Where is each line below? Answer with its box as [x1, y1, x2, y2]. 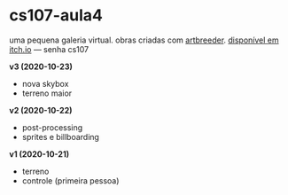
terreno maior [21, 88, 73, 98]
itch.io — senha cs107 [9, 43, 90, 54]
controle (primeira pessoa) [21, 175, 120, 186]
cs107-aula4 [9, 5, 104, 26]
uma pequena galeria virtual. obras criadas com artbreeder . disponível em [9, 35, 279, 45]
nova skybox [21, 78, 69, 89]
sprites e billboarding [21, 131, 100, 142]
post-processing [21, 121, 83, 133]
